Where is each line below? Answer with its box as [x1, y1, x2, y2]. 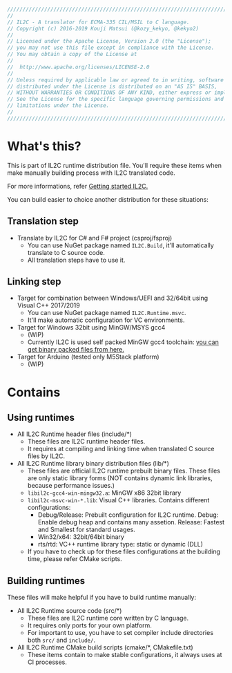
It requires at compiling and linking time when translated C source [27, 445, 215, 453]
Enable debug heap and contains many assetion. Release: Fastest [37, 518, 225, 527]
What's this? [7, 138, 81, 154]
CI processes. [27, 658, 68, 666]
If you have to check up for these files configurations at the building [27, 547, 221, 556]
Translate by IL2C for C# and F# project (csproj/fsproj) [17, 234, 173, 242]
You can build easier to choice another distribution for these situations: [7, 195, 209, 203]
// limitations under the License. [7, 102, 110, 109]
